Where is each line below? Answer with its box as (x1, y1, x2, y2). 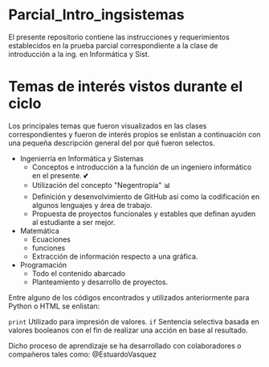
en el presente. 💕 (31, 170, 88, 180)
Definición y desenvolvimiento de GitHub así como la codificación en (31, 191, 260, 202)
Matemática (19, 226, 60, 235)
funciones (31, 243, 66, 252)
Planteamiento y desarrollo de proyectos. (31, 277, 169, 287)
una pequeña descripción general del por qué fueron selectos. (8, 138, 215, 148)
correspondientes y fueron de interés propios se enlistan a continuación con (8, 129, 261, 139)
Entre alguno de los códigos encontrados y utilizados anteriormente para (8, 292, 250, 302)
